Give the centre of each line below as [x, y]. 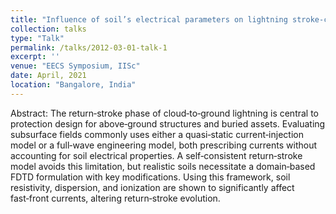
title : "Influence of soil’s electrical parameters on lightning [149, 19]
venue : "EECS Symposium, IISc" [75, 66]
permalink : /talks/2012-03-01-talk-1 [89, 47]
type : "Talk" [37, 38]
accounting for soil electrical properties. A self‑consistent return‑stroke [156, 155]
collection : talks [48, 29]
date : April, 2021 [48, 76]
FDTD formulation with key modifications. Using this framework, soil [150, 177]
